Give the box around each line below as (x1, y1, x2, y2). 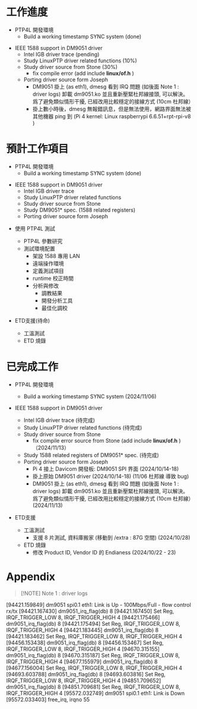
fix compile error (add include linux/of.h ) (32, 70, 135, 77)
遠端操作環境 (32, 260, 64, 267)
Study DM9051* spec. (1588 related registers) (23, 206, 136, 213)
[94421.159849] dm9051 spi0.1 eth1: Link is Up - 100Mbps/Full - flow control (6, 601, 191, 608)
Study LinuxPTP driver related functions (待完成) (23, 424, 142, 431)
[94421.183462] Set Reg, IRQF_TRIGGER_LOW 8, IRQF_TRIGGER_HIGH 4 (6, 632, 183, 639)
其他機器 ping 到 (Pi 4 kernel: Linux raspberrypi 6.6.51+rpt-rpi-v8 (32, 112, 191, 119)
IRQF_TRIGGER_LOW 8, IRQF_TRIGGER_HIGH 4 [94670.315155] (6, 645, 160, 653)
